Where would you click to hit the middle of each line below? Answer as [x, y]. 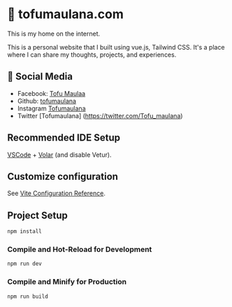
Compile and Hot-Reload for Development [80, 249]
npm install [24, 231]
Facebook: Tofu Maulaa [51, 93]
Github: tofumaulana [47, 101]
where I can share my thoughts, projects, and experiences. [92, 55]
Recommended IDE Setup [64, 138]
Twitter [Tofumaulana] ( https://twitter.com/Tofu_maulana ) [100, 115]
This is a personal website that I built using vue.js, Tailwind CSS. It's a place [116, 47]
